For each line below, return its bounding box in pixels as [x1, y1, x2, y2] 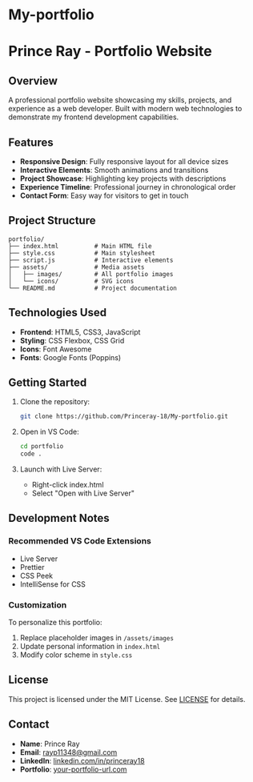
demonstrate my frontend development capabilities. [8, 112, 179, 122]
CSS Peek [19, 571, 54, 580]
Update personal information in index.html [19, 642, 161, 652]
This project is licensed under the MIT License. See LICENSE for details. [8, 694, 246, 704]
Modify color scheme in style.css [19, 650, 133, 660]
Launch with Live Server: [19, 464, 102, 474]
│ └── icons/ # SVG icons [8, 277, 135, 285]
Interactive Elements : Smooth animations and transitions [19, 166, 209, 174]
